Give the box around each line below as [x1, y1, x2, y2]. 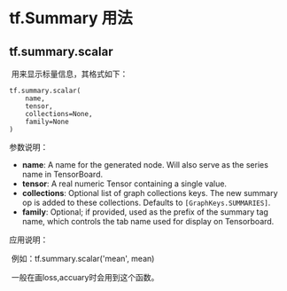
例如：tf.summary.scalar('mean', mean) [11, 254, 155, 263]
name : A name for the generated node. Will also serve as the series [21, 160, 268, 169]
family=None [25, 117, 69, 126]
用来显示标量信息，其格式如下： [11, 68, 128, 79]
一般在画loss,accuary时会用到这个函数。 [11, 272, 159, 282]
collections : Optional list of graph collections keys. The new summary [21, 188, 278, 198]
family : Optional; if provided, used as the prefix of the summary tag [21, 207, 268, 217]
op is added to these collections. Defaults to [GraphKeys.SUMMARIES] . [21, 197, 271, 208]
